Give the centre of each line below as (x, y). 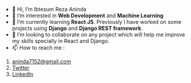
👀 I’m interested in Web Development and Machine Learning (88, 16)
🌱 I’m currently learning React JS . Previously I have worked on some (97, 22)
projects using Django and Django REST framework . (77, 28)
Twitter (21, 68)
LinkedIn (23, 74)
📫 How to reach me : (38, 47)
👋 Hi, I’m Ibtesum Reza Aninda (49, 9)
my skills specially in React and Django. (61, 41)
